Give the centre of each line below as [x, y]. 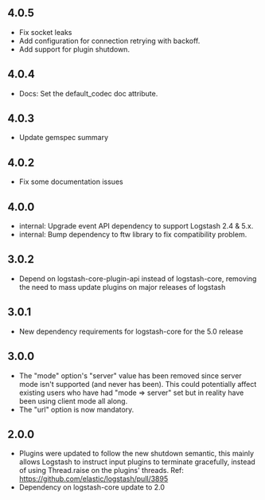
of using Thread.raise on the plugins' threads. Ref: [101, 471]
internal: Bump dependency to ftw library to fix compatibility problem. [133, 235]
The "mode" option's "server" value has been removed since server [130, 375]
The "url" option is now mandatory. [76, 409]
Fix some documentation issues [71, 182]
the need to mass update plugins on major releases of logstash [122, 287]
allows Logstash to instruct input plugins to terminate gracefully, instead [137, 462]
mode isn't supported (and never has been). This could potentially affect [138, 384]
